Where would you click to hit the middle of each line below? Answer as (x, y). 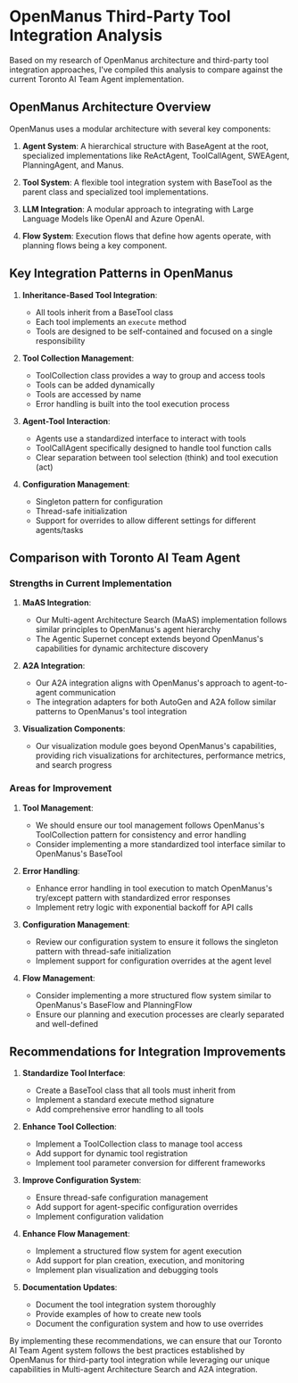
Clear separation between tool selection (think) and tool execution (157, 457)
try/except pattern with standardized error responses (133, 897)
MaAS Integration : (57, 603)
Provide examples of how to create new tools (119, 1314)
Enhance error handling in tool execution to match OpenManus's (154, 888)
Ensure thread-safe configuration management (122, 1197)
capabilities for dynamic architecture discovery (122, 648)
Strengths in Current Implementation (91, 583)
